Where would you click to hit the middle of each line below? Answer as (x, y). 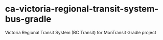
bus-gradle (28, 19)
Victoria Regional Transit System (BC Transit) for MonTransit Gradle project (81, 32)
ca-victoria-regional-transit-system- (82, 9)
